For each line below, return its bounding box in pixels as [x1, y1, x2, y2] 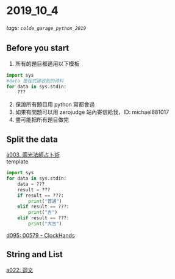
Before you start [6, 43, 70, 54]
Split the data [6, 134, 58, 144]
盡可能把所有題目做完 [15, 116, 69, 124]
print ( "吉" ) [28, 210, 58, 216]
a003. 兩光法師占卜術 [6, 151, 60, 158]
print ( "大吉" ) [28, 221, 62, 227]
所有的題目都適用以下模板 [15, 60, 80, 67]
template [6, 158, 29, 165]
